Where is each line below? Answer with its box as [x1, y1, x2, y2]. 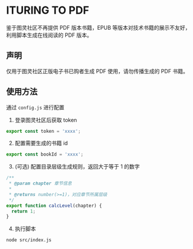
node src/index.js [6, 237, 52, 243]
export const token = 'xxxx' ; [6, 128, 81, 134]
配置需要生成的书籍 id [14, 139, 68, 147]
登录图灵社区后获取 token [14, 116, 77, 123]
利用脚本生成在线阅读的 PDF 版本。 [6, 31, 93, 39]
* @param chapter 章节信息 [8, 180, 72, 186]
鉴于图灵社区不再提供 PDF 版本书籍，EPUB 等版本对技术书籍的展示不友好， [6, 24, 191, 31]
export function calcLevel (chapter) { [6, 203, 102, 208]
